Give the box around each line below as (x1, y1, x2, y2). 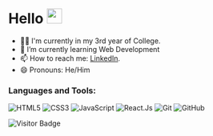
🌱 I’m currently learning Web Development (19, 44, 160, 54)
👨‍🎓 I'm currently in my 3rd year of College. (19, 36, 161, 46)
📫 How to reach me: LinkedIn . (19, 53, 121, 63)
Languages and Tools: (8, 85, 96, 96)
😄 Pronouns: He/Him (19, 65, 90, 74)
